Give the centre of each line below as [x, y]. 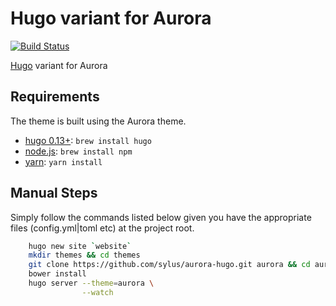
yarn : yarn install [63, 161]
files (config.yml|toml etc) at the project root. [102, 228]
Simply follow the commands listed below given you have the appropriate [161, 217]
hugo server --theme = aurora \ [91, 283]
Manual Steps [54, 193]
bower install [57, 274]
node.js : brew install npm [78, 151]
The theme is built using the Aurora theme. [98, 121]
